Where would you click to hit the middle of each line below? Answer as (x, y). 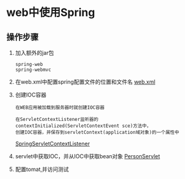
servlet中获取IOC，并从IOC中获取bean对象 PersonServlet (88, 156)
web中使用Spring (51, 13)
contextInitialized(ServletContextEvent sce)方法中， (83, 126)
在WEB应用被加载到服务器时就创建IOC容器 (60, 108)
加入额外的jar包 (34, 53)
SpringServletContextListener (53, 144)
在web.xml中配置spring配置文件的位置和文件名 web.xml (85, 82)
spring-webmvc (33, 70)
